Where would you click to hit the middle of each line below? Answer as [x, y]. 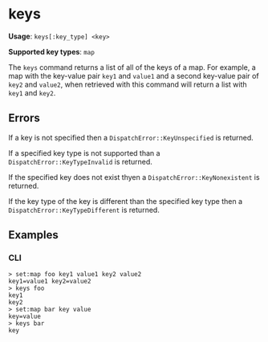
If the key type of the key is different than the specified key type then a [126, 201]
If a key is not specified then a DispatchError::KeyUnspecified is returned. [131, 137]
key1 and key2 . [32, 92]
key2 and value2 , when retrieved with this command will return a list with [128, 84]
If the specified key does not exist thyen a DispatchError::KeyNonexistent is [134, 177]
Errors [24, 118]
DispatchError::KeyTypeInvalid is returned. [80, 161]
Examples [33, 235]
